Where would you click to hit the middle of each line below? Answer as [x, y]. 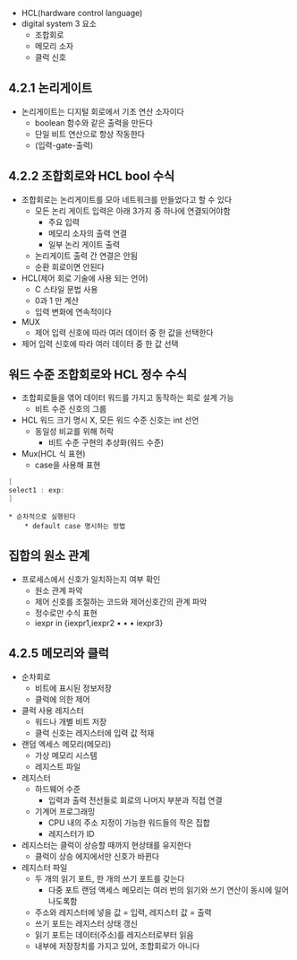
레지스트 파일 [58, 766]
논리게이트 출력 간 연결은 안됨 [86, 256]
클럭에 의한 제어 [62, 699]
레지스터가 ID [71, 833]
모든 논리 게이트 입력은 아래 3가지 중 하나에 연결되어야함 [132, 211]
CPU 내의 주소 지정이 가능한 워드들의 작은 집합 [129, 822]
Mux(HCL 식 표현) [53, 454]
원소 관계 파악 [59, 590]
